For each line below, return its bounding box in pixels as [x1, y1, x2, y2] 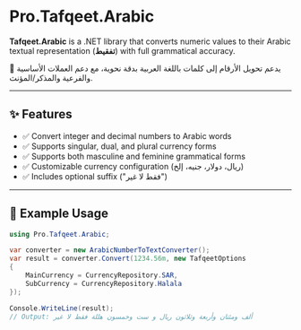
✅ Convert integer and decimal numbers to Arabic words [21, 130, 232, 141]
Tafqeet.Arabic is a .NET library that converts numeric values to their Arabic [9, 36, 291, 47]
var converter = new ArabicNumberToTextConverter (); [9, 246, 211, 255]
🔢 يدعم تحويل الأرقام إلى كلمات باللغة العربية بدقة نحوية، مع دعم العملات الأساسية [9, 63, 281, 74]
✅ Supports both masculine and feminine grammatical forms [21, 151, 246, 161]
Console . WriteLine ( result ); [9, 303, 115, 313]
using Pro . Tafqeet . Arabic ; [9, 230, 110, 239]
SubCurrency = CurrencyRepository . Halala [25, 279, 182, 288]
